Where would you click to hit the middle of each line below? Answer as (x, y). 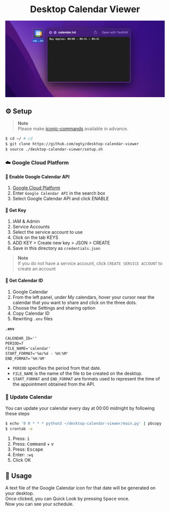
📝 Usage (18, 476)
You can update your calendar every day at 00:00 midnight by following (80, 408)
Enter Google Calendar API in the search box (59, 193)
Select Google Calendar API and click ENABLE (61, 199)
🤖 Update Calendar (29, 397)
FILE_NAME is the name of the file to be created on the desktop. (77, 373)
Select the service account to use (48, 232)
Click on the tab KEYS (35, 238)
